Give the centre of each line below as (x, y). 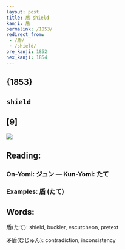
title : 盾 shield (28, 18)
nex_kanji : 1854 (27, 57)
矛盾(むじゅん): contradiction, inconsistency (61, 240)
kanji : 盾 (18, 23)
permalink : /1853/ (29, 29)
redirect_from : (25, 35)
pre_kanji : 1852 (27, 52)
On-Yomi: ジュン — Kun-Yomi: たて (58, 174)
